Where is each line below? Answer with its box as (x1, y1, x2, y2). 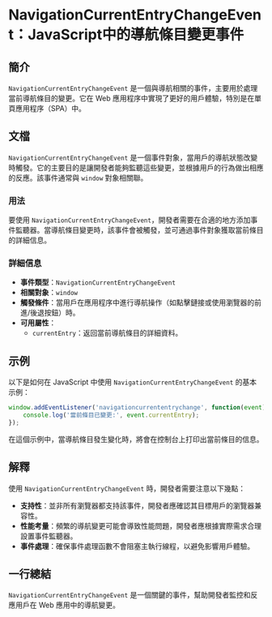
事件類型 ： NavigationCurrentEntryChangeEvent (19, 277, 176, 287)
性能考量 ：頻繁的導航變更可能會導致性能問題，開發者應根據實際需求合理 (19, 521, 261, 530)
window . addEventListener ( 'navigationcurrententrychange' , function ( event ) (8, 404, 266, 412)
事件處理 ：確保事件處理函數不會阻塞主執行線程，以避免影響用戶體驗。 (19, 541, 255, 551)
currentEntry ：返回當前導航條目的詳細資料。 (32, 328, 183, 338)
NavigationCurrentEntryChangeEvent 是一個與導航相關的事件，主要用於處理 (8, 84, 258, 92)
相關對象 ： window (19, 288, 79, 298)
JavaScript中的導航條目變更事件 (28, 26, 244, 44)
